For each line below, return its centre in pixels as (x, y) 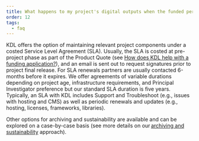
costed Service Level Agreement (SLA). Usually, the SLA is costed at (90, 52)
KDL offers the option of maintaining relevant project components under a (96, 45)
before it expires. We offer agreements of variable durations (99, 76)
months (15, 76)
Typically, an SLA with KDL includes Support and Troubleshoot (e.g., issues (98, 95)
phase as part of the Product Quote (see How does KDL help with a (107, 57)
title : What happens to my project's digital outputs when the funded (95, 12)
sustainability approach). (36, 132)
